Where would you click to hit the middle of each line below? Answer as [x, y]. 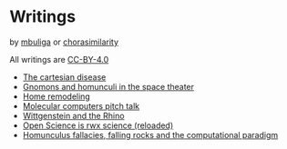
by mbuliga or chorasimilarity [64, 42]
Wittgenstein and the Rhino [73, 115]
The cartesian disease [64, 77]
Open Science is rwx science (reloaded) [98, 125]
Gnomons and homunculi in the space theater [108, 86]
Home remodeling [56, 96]
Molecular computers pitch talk [81, 105]
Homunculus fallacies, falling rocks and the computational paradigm [150, 134]
